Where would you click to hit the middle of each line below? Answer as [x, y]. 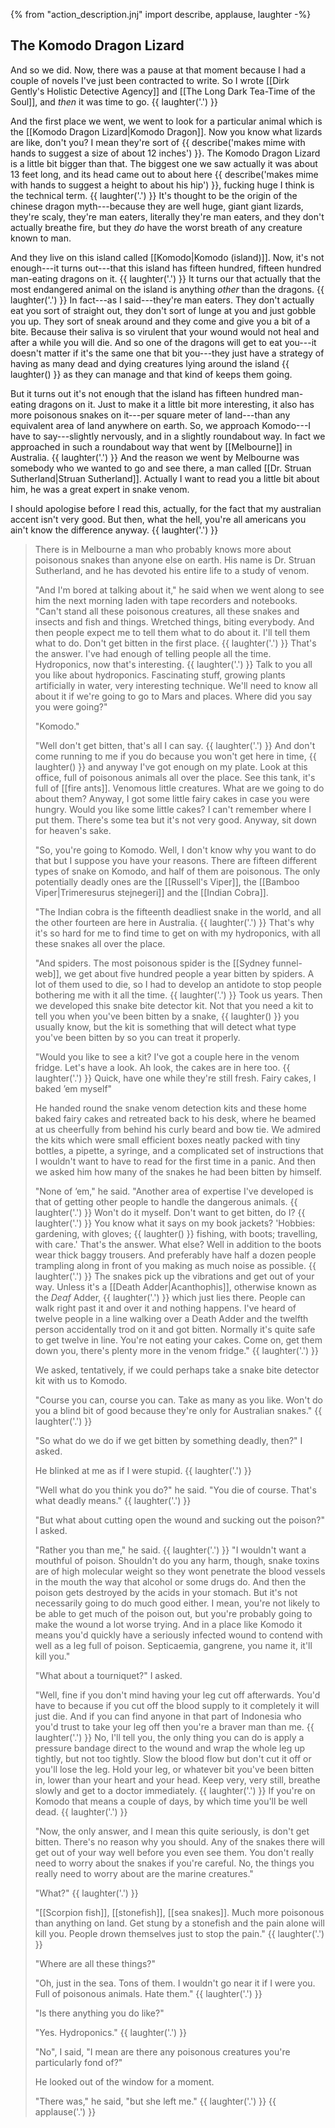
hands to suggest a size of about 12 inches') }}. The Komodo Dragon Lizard [165, 153]
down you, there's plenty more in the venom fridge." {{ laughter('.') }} [176, 1350]
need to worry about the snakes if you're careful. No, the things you [174, 1863]
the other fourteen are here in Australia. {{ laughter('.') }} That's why [174, 922]
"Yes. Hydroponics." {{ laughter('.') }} [111, 2032]
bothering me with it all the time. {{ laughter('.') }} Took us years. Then [178, 995]
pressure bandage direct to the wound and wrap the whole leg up [170, 1748]
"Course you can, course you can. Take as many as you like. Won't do [178, 1400]
